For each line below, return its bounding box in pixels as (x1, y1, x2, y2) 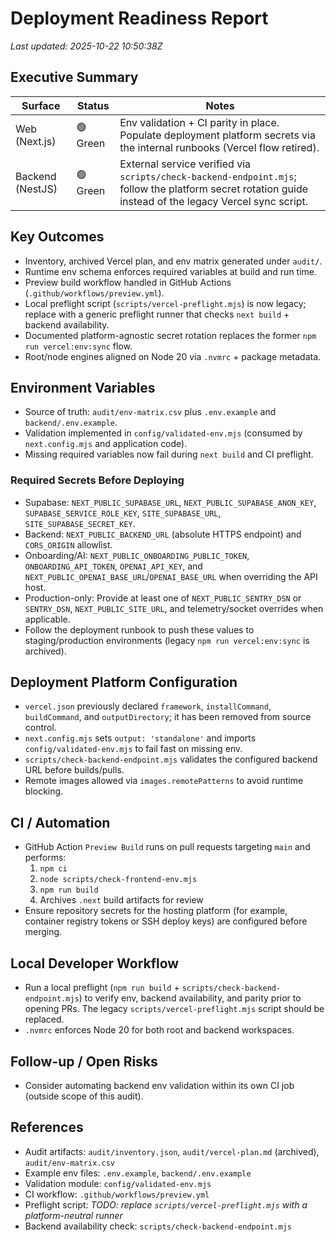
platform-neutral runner (24, 1209, 123, 1221)
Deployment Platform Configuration (10, 674, 238, 691)
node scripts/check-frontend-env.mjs (39, 875, 198, 885)
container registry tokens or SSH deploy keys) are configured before (24, 915, 308, 927)
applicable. (24, 613, 71, 625)
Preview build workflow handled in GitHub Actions (24, 276, 232, 288)
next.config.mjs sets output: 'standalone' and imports (24, 732, 257, 744)
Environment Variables (10, 379, 156, 396)
